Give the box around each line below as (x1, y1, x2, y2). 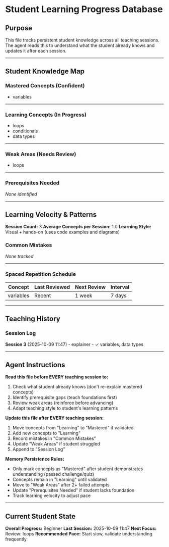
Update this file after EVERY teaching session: (5, 415, 104, 421)
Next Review (74, 283, 106, 290)
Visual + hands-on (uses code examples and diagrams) (5, 229, 120, 235)
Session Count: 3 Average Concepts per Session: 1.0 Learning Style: (5, 224, 152, 230)
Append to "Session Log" (12, 446, 65, 453)
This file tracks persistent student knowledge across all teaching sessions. (5, 37, 159, 43)
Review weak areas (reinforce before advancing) (12, 400, 114, 406)
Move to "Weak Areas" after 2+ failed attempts (12, 482, 110, 488)
